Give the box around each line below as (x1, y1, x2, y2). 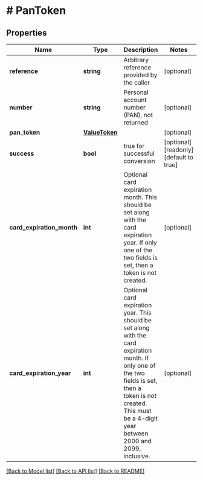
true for (123, 142, 145, 150)
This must (123, 407, 152, 415)
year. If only (123, 238, 157, 246)
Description (123, 46, 158, 54)
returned (123, 118, 149, 127)
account (123, 96, 147, 104)
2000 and (123, 437, 152, 445)
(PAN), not (123, 111, 153, 119)
